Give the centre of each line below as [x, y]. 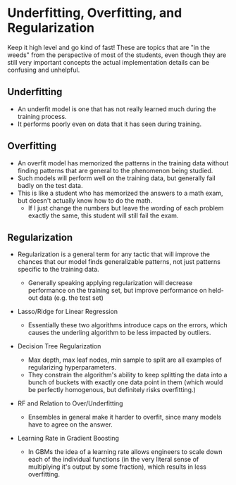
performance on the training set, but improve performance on [117, 291]
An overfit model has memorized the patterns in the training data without [123, 163]
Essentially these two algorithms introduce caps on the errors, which [128, 325]
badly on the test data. [50, 185]
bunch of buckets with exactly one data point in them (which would [125, 382]
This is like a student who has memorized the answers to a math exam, [120, 193]
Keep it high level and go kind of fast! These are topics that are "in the [108, 47]
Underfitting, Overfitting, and [95, 13]
